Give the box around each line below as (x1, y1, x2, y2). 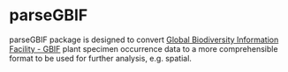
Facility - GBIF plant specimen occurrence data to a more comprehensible (9, 43, 278, 54)
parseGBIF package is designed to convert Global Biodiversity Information (9, 34, 279, 45)
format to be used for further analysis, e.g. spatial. (9, 53, 193, 63)
